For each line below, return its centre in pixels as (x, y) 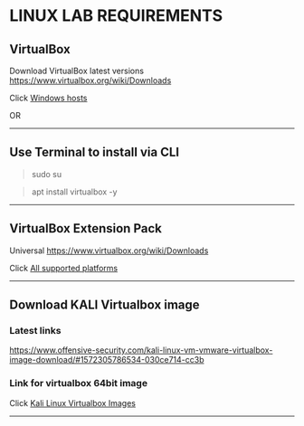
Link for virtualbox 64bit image (78, 383)
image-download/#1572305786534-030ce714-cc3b (107, 360)
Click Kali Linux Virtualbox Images (72, 402)
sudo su (47, 174)
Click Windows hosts (48, 98)
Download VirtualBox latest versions (77, 71)
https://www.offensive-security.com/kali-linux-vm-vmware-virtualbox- (141, 350)
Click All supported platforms (64, 268)
